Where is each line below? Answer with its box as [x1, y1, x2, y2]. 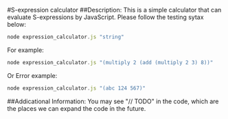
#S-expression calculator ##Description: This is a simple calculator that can [7, 6, 222, 14]
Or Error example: [7, 71, 58, 79]
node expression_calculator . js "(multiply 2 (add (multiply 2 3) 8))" [7, 59, 214, 66]
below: [7, 21, 26, 28]
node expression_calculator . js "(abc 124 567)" [7, 85, 146, 92]
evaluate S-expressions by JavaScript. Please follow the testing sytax [7, 13, 204, 21]
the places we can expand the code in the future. [7, 104, 146, 112]
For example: [7, 46, 45, 54]
